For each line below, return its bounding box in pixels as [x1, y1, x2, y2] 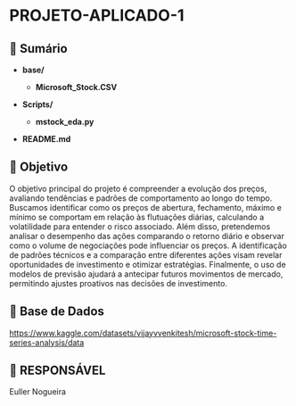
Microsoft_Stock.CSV [35, 82, 118, 92]
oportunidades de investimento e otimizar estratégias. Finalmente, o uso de [9, 259, 287, 269]
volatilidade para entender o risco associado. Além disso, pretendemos [9, 220, 271, 232]
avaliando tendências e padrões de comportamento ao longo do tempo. [9, 193, 273, 203]
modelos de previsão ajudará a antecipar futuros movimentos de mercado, [9, 269, 284, 279]
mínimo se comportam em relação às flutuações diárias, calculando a [9, 211, 265, 222]
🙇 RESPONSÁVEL [9, 363, 106, 378]
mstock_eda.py [35, 117, 95, 127]
